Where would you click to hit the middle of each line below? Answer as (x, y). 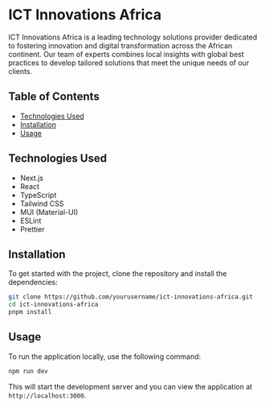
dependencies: (33, 282)
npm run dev (28, 371)
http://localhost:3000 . (47, 395)
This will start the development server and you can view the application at (130, 386)
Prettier (32, 229)
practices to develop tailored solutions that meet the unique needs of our (129, 63)
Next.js (32, 178)
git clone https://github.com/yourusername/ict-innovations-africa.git (130, 297)
